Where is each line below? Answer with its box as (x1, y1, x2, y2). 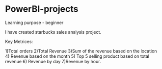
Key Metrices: (5, 38, 33, 45)
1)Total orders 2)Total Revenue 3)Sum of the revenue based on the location (5, 48, 157, 54)
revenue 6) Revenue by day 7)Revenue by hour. (5, 58, 101, 64)
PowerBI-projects (5, 3, 79, 15)
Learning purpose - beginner (5, 20, 64, 25)
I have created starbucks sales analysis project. (5, 29, 102, 35)
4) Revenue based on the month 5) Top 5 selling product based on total (5, 53, 150, 59)
